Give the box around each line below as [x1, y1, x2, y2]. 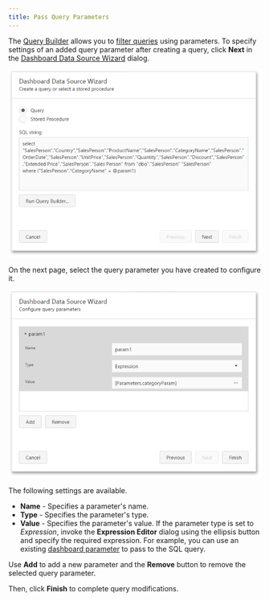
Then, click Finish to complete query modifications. [8, 584, 179, 594]
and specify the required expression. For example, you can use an [19, 536, 239, 545]
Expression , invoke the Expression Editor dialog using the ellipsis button [19, 527, 260, 537]
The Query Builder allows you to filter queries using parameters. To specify [8, 36, 257, 46]
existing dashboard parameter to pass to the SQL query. [19, 544, 206, 554]
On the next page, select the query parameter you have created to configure [8, 266, 261, 275]
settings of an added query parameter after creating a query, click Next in [8, 44, 253, 54]
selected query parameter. [8, 568, 96, 578]
